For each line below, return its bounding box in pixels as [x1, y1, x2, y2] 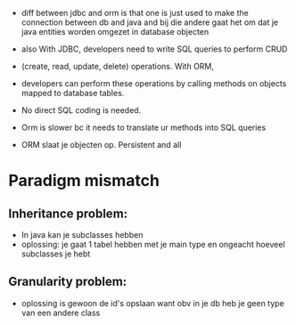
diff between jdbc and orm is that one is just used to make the [21, 8, 249, 18]
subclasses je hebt [21, 248, 91, 259]
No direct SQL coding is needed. [21, 105, 142, 115]
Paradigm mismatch [8, 171, 160, 191]
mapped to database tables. [21, 88, 125, 98]
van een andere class [21, 307, 101, 318]
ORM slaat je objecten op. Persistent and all [21, 140, 182, 150]
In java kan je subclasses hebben [21, 230, 144, 240]
